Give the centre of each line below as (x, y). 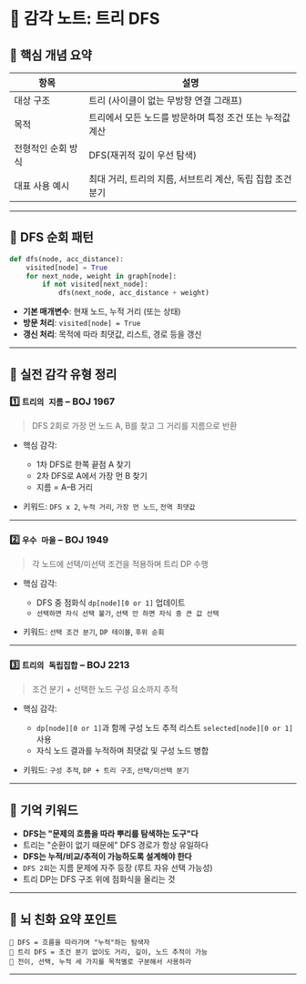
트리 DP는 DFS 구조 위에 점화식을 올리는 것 (99, 879)
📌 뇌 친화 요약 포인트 (63, 919)
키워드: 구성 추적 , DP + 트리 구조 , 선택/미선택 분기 (106, 770)
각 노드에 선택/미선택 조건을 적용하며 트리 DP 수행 (120, 564)
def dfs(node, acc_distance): (67, 259)
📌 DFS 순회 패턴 (51, 238)
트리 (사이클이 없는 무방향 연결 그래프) (166, 101)
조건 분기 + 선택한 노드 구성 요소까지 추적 (105, 689)
